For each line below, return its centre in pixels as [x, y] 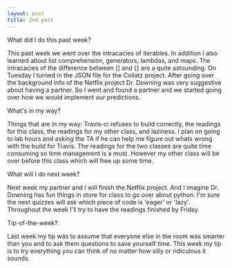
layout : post [26, 13]
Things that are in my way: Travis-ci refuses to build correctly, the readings [114, 124]
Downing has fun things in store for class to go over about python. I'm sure [114, 195]
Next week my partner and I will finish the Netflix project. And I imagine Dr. [113, 187]
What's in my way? [34, 111]
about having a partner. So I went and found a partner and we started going [115, 90]
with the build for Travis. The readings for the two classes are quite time [109, 146]
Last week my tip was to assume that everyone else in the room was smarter [116, 236]
